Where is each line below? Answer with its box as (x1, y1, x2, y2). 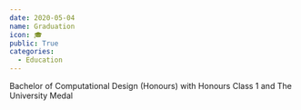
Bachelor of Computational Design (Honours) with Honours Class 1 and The (9, 81, 293, 91)
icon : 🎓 (9, 30, 43, 39)
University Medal (9, 90, 74, 101)
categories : (9, 47, 55, 56)
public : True (9, 38, 59, 48)
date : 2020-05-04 (9, 13, 75, 23)
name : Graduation (9, 22, 75, 31)
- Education (17, 55, 64, 65)
